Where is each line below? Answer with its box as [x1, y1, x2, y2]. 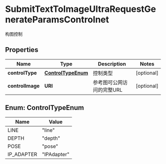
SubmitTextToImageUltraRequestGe [5, 3, 157, 15]
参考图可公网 [93, 79, 123, 86]
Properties [5, 46, 39, 54]
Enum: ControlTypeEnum [5, 104, 84, 112]
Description [98, 60, 126, 67]
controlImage [7, 82, 40, 89]
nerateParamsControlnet [5, 14, 110, 25]
